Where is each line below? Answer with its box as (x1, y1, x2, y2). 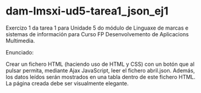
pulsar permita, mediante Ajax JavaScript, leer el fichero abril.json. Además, (5, 66, 195, 74)
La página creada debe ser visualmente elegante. (5, 80, 129, 87)
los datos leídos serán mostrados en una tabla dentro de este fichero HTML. (5, 73, 196, 80)
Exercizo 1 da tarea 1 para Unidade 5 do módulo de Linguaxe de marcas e (5, 24, 189, 31)
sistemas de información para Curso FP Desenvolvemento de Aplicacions (5, 30, 189, 37)
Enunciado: (5, 48, 34, 56)
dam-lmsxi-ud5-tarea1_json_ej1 (5, 4, 169, 18)
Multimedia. (5, 37, 35, 44)
